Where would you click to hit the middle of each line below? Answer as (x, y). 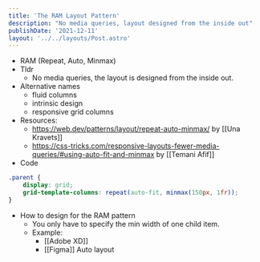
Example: (47, 232)
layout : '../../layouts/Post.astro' (69, 38)
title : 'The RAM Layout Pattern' (64, 16)
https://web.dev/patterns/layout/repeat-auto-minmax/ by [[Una (136, 129)
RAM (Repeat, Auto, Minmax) (68, 61)
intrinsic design (57, 103)
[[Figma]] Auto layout (79, 249)
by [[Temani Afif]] (185, 155)
